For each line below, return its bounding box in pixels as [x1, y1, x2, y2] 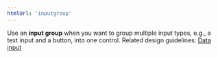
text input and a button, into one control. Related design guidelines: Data [7, 35, 211, 44]
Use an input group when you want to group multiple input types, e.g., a [7, 29, 211, 37]
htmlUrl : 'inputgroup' [7, 10, 72, 17]
